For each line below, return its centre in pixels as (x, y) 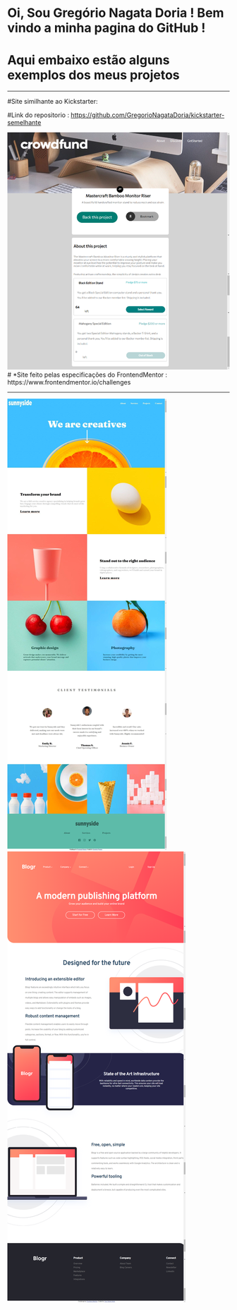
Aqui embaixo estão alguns (89, 60)
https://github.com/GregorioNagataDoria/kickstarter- (147, 115)
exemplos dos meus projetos (93, 75)
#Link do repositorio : (38, 115)
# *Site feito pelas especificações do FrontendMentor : (87, 375)
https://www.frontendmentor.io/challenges (69, 382)
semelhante (24, 123)
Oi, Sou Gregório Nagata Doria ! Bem (116, 13)
